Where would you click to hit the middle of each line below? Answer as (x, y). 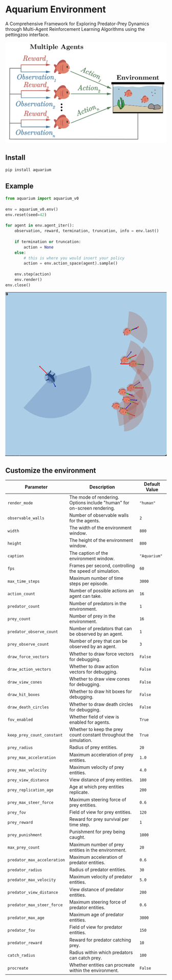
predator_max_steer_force (35, 905)
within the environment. (94, 970)
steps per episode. (89, 583)
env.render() (28, 280)
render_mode (20, 503)
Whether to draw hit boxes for (100, 691)
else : (20, 253)
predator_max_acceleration (36, 860)
